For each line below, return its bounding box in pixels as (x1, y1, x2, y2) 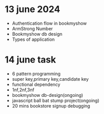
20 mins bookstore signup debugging (12, 102, 90, 109)
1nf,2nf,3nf (12, 87, 35, 93)
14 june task (5, 54, 56, 66)
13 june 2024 (5, 4, 61, 15)
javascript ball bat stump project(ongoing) (12, 97, 99, 103)
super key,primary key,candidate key (12, 76, 89, 82)
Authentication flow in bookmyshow (12, 20, 87, 26)
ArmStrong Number (12, 25, 54, 31)
